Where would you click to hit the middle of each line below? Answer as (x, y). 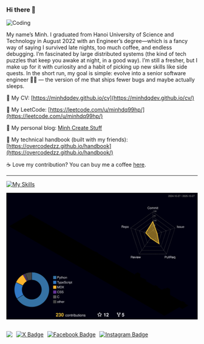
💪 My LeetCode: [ (28, 110)
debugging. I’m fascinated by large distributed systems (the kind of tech (97, 54)
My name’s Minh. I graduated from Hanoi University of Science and (90, 35)
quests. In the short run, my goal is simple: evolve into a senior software (96, 73)
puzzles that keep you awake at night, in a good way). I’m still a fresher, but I (102, 61)
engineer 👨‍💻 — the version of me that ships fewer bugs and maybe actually (101, 80)
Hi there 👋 (21, 10)
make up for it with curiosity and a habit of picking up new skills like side (97, 67)
